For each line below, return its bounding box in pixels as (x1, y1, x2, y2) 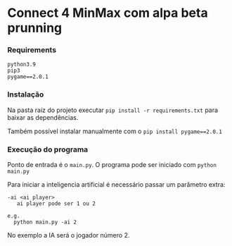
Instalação (7, 90, 44, 99)
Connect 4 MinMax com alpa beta (7, 5, 209, 21)
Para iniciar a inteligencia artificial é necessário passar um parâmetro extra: (7, 180, 226, 189)
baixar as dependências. (7, 113, 79, 121)
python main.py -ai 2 (13, 219, 77, 226)
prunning (7, 20, 63, 36)
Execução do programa (7, 144, 89, 154)
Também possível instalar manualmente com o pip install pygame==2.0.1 (7, 127, 223, 135)
